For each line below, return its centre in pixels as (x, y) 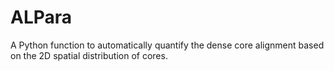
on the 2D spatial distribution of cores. (89, 55)
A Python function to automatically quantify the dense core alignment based (167, 45)
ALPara (41, 17)
